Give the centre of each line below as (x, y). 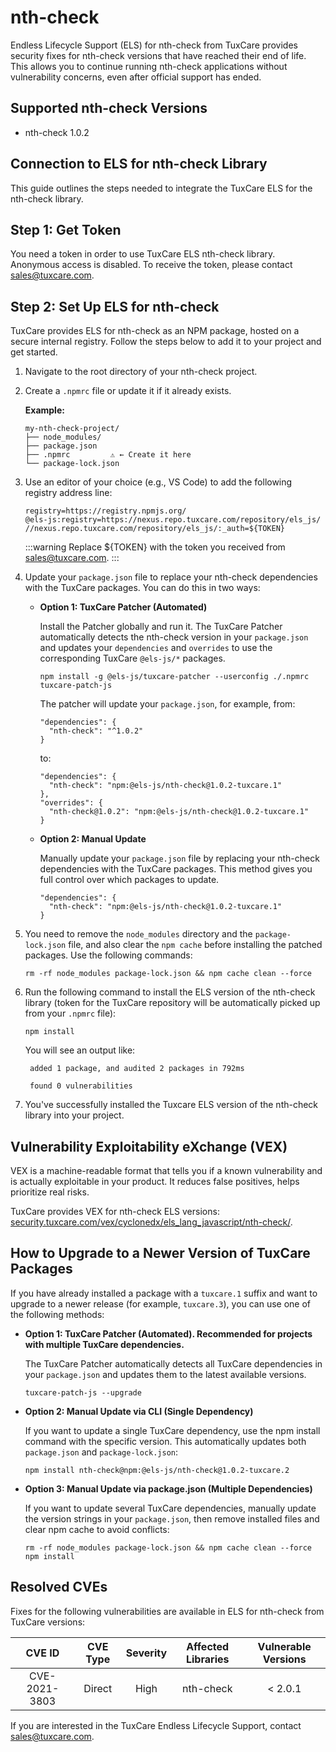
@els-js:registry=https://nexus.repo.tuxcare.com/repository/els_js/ (173, 520)
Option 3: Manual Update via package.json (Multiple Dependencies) (168, 1488)
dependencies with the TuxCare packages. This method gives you (176, 869)
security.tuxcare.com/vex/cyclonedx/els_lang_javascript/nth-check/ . (151, 1222)
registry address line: (68, 493)
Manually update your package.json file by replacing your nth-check (179, 858)
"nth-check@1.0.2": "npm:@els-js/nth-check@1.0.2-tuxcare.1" (179, 812)
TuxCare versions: (48, 1622)
